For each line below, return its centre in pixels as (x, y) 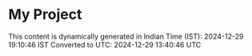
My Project (45, 15)
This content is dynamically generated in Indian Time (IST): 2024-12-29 (126, 36)
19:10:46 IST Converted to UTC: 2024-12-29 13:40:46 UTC (105, 44)
